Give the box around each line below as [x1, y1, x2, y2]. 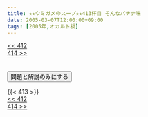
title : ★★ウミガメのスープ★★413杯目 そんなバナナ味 [7, 10, 141, 17]
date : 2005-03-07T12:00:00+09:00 [7, 17, 104, 23]
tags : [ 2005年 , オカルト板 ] [7, 23, 79, 30]
